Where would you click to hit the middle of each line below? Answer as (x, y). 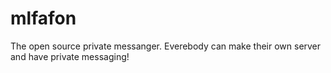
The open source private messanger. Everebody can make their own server (166, 46)
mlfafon (43, 18)
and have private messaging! (70, 56)
